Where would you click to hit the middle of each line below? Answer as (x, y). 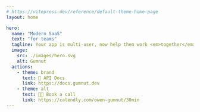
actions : (22, 67)
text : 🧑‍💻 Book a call (49, 95)
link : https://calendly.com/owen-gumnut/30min (81, 100)
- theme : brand (36, 72)
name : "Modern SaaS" (37, 33)
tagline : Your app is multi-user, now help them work (79, 45)
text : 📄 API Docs (43, 78)
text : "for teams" (35, 39)
